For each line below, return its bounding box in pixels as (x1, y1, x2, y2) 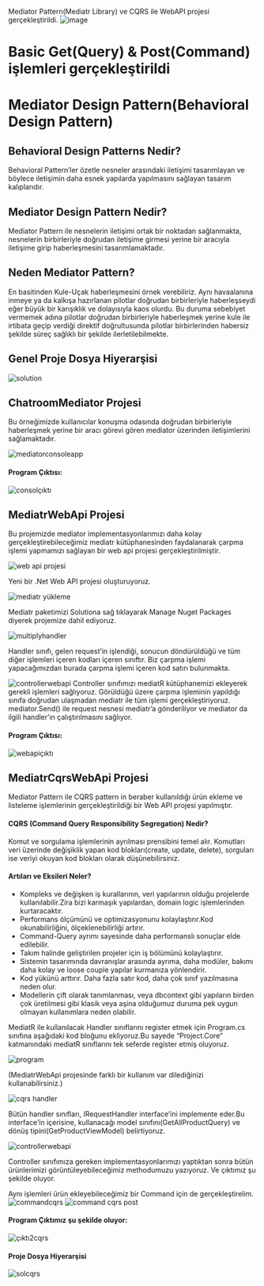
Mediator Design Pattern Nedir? (8, 205, 168, 219)
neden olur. (19, 982, 57, 991)
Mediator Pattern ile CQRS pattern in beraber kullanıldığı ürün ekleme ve (8, 792, 243, 802)
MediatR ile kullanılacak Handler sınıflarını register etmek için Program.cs (8, 1022, 246, 1031)
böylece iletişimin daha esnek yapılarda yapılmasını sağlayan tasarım (8, 174, 232, 183)
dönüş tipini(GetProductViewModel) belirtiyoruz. (8, 1126, 166, 1135)
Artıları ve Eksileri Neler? (8, 871, 92, 881)
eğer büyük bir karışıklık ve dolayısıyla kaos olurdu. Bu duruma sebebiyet (8, 304, 246, 313)
